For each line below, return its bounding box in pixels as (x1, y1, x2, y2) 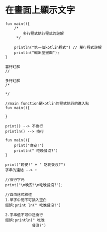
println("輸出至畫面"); (14, 50, 60, 55)
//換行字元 (5, 177, 25, 182)
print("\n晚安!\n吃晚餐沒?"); (5, 182, 63, 187)
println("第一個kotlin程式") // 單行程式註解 (14, 45, 102, 50)
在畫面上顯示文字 (5, 4, 76, 16)
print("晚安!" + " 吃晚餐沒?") (5, 162, 66, 167)
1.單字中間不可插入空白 (5, 197, 47, 202)
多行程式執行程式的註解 (23, 31, 64, 36)
